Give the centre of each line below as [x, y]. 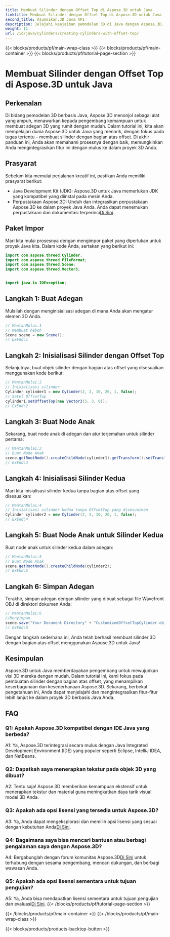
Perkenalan [24, 103]
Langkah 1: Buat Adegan [44, 299]
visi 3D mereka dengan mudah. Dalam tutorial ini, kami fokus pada [74, 676]
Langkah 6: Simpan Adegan [50, 586]
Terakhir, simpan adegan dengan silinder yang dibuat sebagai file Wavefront [85, 599]
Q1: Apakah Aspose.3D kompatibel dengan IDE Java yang [77, 728]
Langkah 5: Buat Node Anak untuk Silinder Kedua [84, 535]
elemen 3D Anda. [23, 316]
